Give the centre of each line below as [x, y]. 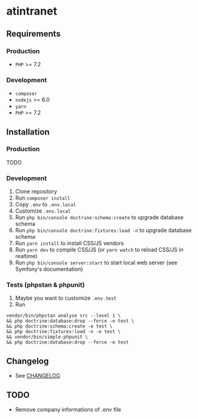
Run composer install [43, 198]
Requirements [33, 34]
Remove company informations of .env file [68, 410]
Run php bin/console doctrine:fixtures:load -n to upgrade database [103, 230]
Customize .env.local [43, 211]
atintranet [32, 11]
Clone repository [36, 192]
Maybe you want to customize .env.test [66, 298]
